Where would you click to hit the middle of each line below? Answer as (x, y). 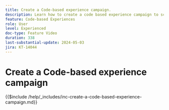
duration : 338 (20, 38)
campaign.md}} (21, 102)
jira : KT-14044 (21, 47)
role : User (17, 24)
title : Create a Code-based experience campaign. (58, 10)
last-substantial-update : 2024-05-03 (45, 43)
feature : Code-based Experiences (40, 19)
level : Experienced (26, 29)
